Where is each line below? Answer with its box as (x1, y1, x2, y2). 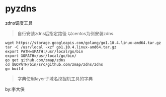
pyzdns (5, 3, 37, 14)
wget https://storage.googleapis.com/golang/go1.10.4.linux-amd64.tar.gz (5, 40, 162, 45)
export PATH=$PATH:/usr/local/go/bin (5, 49, 83, 54)
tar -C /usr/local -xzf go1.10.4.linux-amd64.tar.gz (5, 45, 117, 49)
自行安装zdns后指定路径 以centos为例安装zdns (17, 30, 113, 36)
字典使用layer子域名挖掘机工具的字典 (17, 75, 93, 82)
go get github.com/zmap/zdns (5, 57, 66, 62)
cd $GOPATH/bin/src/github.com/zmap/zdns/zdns (5, 62, 103, 67)
